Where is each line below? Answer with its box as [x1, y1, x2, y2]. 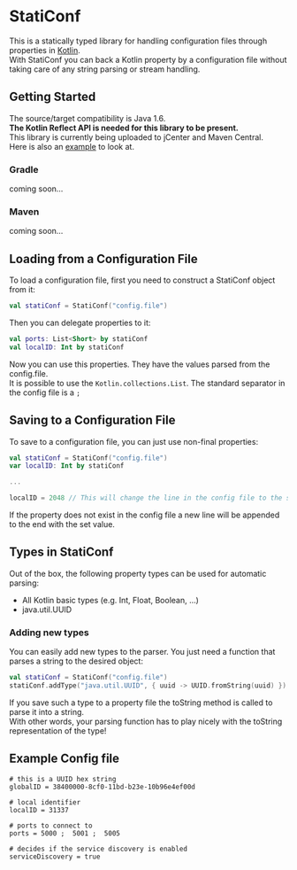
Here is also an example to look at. [9, 141, 135, 151]
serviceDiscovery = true [9, 852, 101, 861]
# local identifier [9, 797, 81, 807]
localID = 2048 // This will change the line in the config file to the [9, 493, 283, 502]
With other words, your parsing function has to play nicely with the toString [9, 716, 283, 726]
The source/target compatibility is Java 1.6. [9, 113, 166, 123]
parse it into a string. [9, 706, 85, 717]
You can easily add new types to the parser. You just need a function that [9, 647, 276, 657]
